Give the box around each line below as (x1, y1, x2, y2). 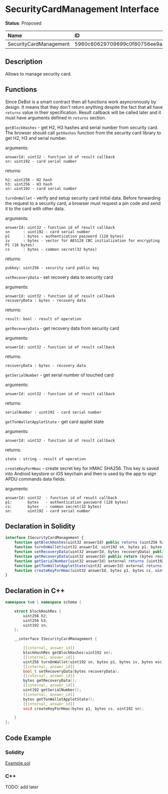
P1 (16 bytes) (5, 242, 35, 248)
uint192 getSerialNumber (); (23, 688, 81, 693)
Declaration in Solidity (5, 522, 76, 530)
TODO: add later (5, 784, 39, 790)
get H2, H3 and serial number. (5, 135, 67, 141)
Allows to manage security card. (5, 71, 72, 77)
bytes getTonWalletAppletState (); (23, 697, 95, 702)
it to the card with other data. (5, 206, 65, 212)
